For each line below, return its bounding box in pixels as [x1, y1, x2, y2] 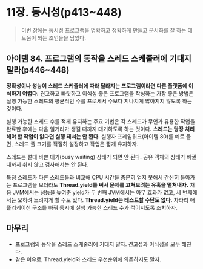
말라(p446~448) [6, 65, 70, 76]
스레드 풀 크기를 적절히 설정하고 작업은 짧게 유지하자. [14, 140, 139, 147]
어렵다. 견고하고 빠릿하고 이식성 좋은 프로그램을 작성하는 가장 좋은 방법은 [22, 89, 194, 97]
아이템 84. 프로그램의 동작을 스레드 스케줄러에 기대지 [6, 54, 192, 64]
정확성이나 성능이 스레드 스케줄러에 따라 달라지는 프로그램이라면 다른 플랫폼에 [6, 82, 188, 89]
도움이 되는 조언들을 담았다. [21, 34, 87, 41]
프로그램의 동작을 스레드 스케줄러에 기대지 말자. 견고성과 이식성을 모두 [15, 240, 181, 248]
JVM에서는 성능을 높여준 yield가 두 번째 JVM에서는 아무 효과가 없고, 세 [12, 189, 182, 196]
